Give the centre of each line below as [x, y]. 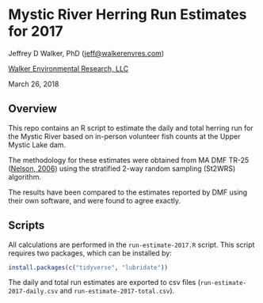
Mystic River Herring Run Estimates [128, 15]
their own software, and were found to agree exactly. [94, 200]
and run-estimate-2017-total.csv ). [117, 291]
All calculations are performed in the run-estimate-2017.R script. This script [131, 244]
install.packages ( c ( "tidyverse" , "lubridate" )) [88, 267]
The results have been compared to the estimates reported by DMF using [128, 192]
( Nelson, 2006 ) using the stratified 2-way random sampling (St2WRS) [122, 169]
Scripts [27, 226]
